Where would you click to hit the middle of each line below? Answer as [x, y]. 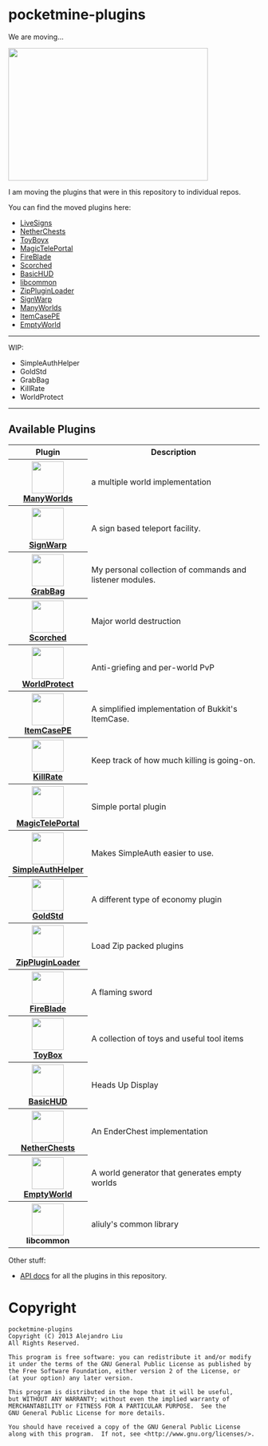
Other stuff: [27, 1260]
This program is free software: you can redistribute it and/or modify [130, 1357]
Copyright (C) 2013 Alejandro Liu [66, 1336]
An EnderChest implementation [150, 1131]
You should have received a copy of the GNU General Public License [124, 1427]
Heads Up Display [125, 1084]
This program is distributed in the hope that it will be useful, [121, 1392]
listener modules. [124, 579]
